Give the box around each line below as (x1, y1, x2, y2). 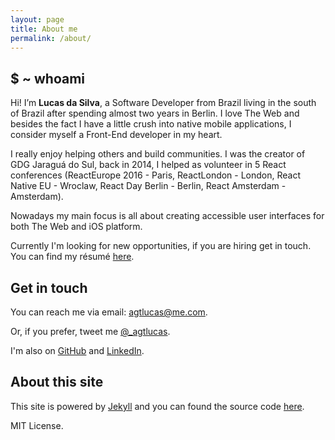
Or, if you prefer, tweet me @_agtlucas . (10, 326, 171, 337)
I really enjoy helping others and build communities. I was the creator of (10, 148, 306, 160)
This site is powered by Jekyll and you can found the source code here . (10, 400, 305, 412)
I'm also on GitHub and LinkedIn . (10, 345, 145, 356)
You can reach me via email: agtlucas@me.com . (10, 306, 208, 318)
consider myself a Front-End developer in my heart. (10, 129, 223, 141)
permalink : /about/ (10, 33, 92, 43)
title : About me (10, 24, 78, 34)
